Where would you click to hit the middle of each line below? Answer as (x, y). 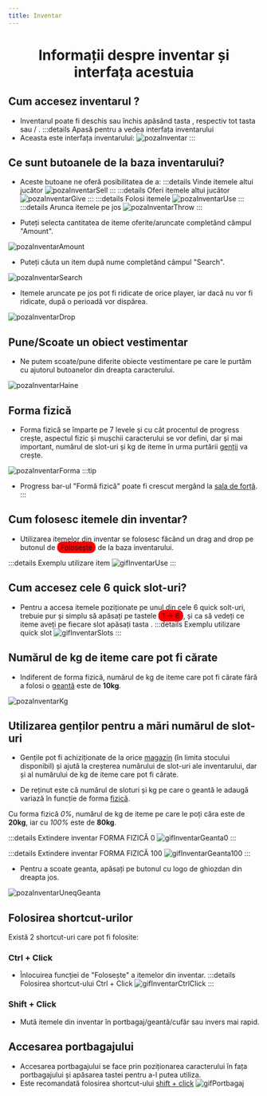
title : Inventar (35, 16)
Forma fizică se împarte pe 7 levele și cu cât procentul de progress (130, 430)
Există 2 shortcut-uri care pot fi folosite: (74, 937)
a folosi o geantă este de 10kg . (71, 685)
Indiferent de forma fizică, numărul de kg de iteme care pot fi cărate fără (138, 677)
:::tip (89, 471)
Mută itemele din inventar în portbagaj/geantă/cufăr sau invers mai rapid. (139, 1022)
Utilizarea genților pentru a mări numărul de (119, 726)
